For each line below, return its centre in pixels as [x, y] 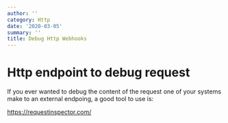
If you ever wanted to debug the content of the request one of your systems [114, 92]
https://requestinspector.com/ [49, 112]
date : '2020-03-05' [35, 26]
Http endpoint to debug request [99, 73]
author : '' [23, 13]
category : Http [29, 20]
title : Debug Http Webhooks [47, 39]
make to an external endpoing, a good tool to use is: [80, 99]
